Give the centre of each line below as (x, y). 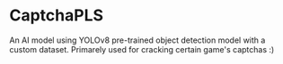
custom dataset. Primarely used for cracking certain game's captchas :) (142, 49)
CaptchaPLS (57, 16)
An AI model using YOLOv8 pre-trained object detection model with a (137, 40)
